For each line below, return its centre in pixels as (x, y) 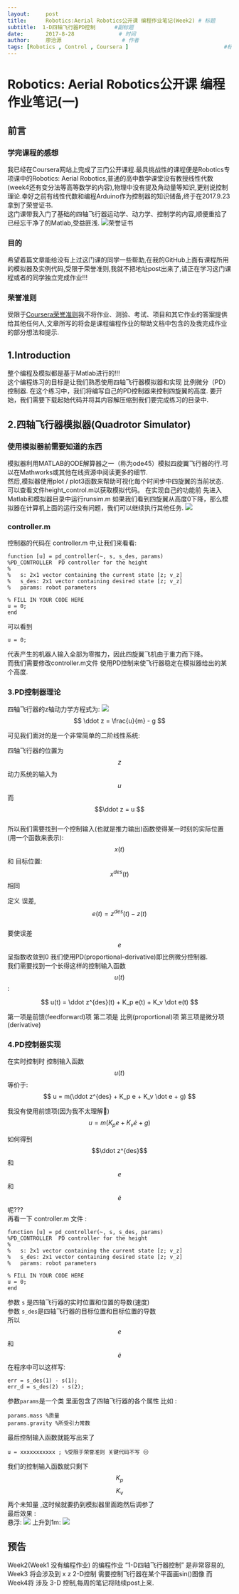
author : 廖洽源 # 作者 (73, 41)
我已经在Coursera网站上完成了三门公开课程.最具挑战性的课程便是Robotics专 (119, 169)
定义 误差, (22, 901)
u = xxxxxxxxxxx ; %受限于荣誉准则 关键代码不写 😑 (78, 1452)
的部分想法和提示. (33, 332)
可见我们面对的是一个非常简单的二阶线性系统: (74, 735)
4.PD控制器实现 (34, 1044)
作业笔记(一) (43, 102)
